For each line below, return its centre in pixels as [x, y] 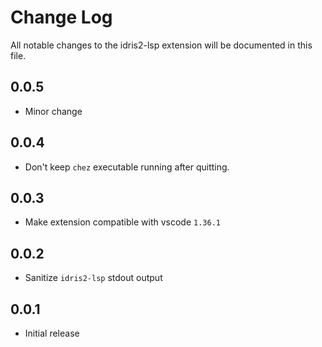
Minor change [53, 111]
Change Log [61, 17]
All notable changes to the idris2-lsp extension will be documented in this [161, 45]
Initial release [52, 333]
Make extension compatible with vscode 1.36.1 [122, 222]
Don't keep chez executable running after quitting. [127, 167]
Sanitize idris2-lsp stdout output [93, 278]
